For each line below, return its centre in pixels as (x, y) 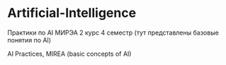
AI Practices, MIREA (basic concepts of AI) (69, 54)
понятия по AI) (29, 40)
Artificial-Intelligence (72, 13)
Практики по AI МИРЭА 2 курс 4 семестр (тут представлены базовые (113, 32)
